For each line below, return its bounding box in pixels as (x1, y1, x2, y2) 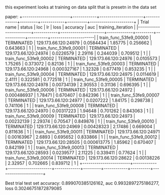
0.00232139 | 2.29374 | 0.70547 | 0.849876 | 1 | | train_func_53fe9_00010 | (5, 118, 157, 124)
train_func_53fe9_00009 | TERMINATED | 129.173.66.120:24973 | (5, 113, 135, 119)
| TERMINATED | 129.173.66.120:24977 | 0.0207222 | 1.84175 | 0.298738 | (5, 97, 153, 103)
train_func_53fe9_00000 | (99, 34, 151, 40)
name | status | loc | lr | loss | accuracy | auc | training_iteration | (5, 24, 136, 30)
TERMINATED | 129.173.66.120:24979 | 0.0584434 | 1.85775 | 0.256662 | (5, 40, 152, 46)
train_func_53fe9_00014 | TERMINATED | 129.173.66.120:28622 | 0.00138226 (5, 155, 160, 161)
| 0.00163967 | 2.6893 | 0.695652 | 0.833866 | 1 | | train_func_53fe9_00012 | (5, 134, 160, 140)
